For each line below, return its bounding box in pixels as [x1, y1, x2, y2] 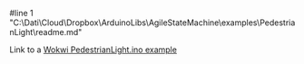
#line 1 [9, 8, 34, 18]
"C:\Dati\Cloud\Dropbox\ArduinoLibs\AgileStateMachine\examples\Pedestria [9, 17, 296, 28]
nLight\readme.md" [9, 27, 83, 37]
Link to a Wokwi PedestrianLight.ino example [9, 44, 177, 55]
